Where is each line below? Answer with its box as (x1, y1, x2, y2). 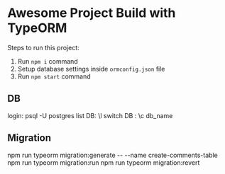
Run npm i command (17, 57, 78, 65)
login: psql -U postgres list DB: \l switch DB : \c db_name (7, 111, 173, 120)
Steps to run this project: (7, 43, 79, 52)
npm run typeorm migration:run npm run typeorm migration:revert (7, 158, 200, 167)
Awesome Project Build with (7, 5, 176, 21)
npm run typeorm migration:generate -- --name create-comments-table (7, 151, 218, 159)
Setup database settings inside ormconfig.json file (17, 64, 165, 73)
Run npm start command (17, 72, 91, 81)
